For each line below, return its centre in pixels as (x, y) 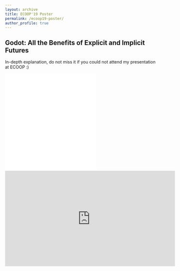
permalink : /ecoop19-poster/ (34, 18)
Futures (17, 50)
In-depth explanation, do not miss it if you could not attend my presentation (80, 62)
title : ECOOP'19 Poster (29, 14)
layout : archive (21, 9)
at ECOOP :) (17, 67)
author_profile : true (27, 23)
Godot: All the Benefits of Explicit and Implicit (75, 42)
